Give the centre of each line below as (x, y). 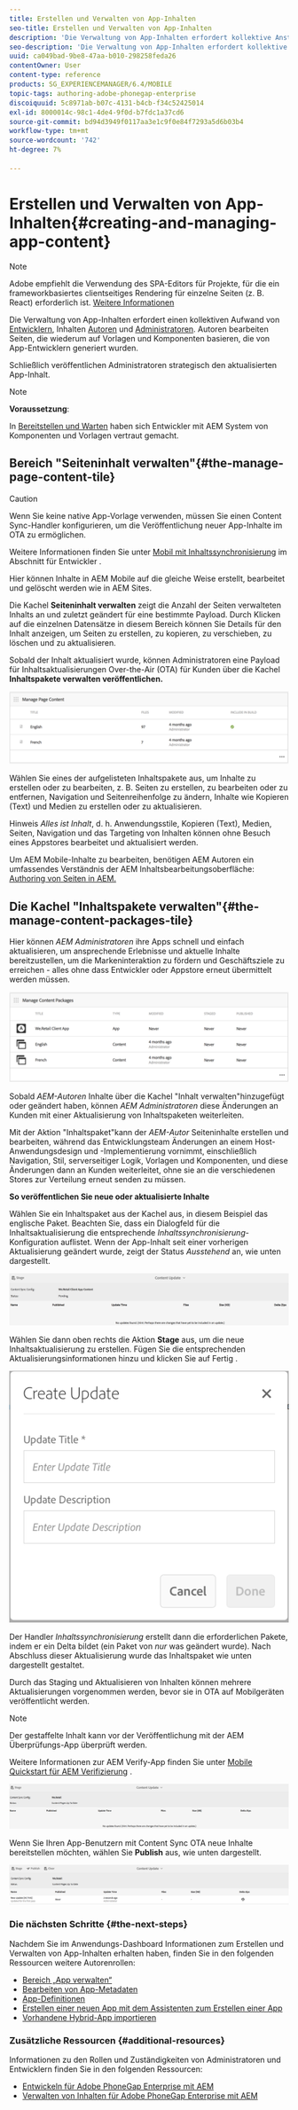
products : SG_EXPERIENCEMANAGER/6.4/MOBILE (91, 84)
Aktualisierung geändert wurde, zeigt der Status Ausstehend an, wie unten (145, 1251)
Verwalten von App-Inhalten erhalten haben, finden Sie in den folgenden (141, 1953)
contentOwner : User (45, 66)
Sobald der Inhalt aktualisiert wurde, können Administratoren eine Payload (145, 660)
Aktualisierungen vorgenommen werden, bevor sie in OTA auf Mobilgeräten (147, 1691)
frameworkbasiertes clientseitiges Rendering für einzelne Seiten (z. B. (137, 293)
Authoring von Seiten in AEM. (63, 879)
